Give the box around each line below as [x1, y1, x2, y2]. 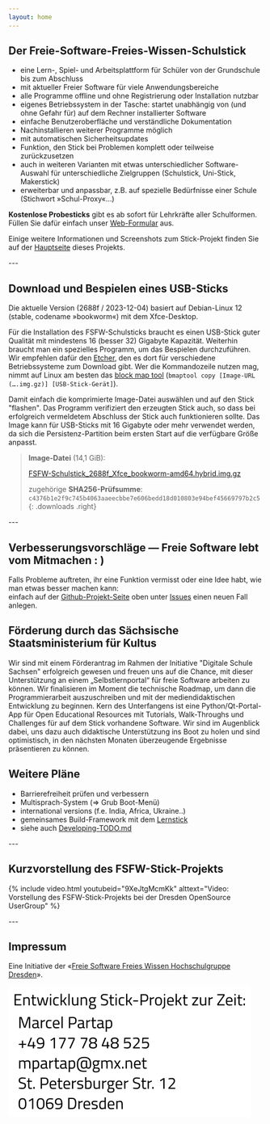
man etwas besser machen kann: [8, 583, 119, 593]
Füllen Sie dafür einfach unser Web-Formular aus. [8, 218, 175, 228]
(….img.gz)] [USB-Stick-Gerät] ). [8, 379, 119, 389]
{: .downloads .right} [27, 502, 97, 511]
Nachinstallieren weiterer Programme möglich [19, 125, 173, 135]
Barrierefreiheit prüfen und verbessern [19, 789, 150, 798]
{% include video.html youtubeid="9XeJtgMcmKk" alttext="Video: [8, 883, 229, 893]
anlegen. [8, 600, 38, 610]
